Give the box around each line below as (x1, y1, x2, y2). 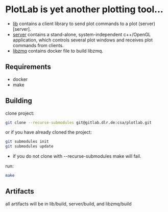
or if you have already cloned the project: (5, 129, 92, 135)
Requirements (5, 62, 51, 71)
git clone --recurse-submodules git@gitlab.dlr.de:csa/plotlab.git (5, 120, 152, 125)
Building (5, 96, 32, 105)
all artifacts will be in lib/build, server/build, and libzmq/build (5, 201, 132, 207)
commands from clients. (12, 42, 64, 48)
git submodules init (5, 139, 50, 144)
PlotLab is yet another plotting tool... (5, 4, 163, 15)
